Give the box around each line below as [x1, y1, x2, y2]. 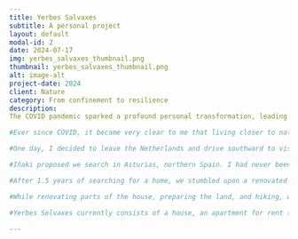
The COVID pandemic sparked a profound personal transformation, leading [9, 112, 288, 121]
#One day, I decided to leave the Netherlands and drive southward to [9, 144, 276, 154]
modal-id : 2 [9, 37, 53, 47]
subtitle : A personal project [9, 21, 122, 30]
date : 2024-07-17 [9, 46, 74, 55]
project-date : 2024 [9, 79, 82, 88]
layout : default [9, 29, 69, 38]
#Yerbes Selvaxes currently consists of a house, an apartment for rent [9, 208, 284, 218]
